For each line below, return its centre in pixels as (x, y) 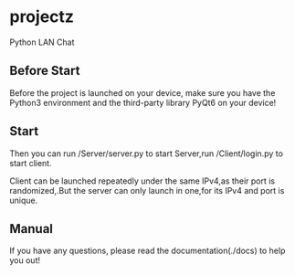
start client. (31, 163)
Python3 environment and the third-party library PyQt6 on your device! (143, 102)
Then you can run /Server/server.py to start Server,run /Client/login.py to (146, 153)
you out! (25, 260)
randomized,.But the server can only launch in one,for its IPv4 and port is (147, 190)
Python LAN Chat (42, 42)
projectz (42, 17)
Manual (31, 229)
